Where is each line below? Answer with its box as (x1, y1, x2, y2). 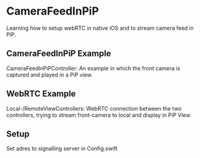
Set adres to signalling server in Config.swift (6, 145, 118, 153)
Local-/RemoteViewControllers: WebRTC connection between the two (6, 105, 182, 112)
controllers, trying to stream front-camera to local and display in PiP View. (6, 111, 192, 118)
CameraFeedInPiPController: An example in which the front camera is (6, 64, 180, 72)
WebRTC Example (6, 89, 76, 99)
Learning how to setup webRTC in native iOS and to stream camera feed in (6, 24, 194, 32)
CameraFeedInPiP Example (6, 49, 112, 59)
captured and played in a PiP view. (6, 71, 93, 78)
